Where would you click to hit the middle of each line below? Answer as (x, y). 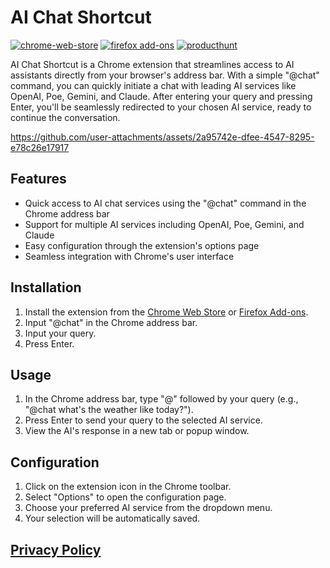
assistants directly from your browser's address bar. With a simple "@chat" (165, 75)
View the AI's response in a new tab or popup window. (137, 431)
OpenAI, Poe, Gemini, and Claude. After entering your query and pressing (161, 96)
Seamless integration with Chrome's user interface (129, 256)
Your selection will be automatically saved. (112, 518)
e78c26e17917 (40, 147)
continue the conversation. (65, 117)
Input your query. (60, 333)
